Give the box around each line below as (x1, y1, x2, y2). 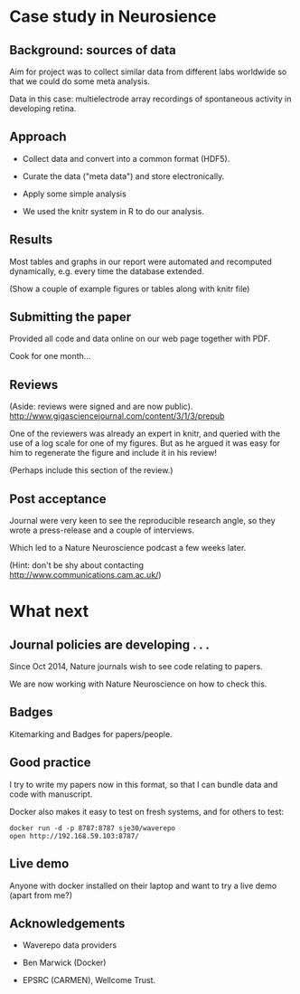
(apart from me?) (9, 889, 73, 901)
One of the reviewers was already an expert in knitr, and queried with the (9, 428, 281, 440)
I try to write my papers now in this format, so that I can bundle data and (9, 779, 278, 790)
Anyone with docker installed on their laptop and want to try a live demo (9, 880, 277, 891)
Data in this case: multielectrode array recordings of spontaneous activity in (9, 93, 292, 104)
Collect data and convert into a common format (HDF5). (22, 153, 230, 164)
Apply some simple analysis (22, 188, 127, 199)
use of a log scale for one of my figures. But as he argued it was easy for (9, 438, 281, 449)
